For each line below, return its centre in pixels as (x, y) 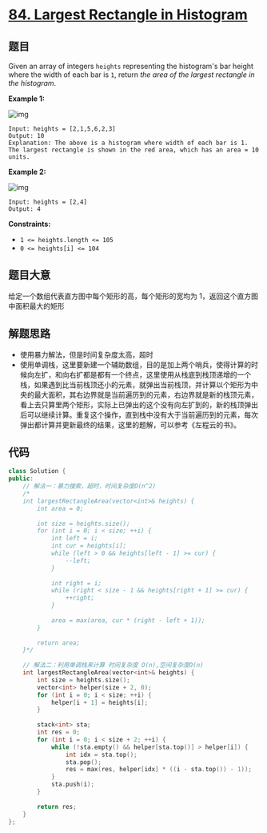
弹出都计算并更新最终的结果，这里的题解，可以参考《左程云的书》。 (130, 425)
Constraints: (30, 224)
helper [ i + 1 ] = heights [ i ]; (100, 702)
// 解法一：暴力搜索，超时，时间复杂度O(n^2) (90, 487)
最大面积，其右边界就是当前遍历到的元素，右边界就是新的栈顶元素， (146, 394)
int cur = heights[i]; (89, 546)
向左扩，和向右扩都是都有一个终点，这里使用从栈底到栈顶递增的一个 (139, 374)
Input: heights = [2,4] (48, 202)
